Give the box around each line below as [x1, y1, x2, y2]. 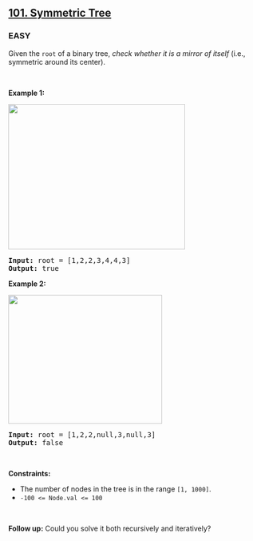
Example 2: [8, 279, 46, 288]
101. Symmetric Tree [8, 6, 112, 20]
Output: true [8, 264, 60, 272]
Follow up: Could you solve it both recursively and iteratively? [8, 523, 211, 533]
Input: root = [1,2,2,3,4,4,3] [8, 256, 131, 265]
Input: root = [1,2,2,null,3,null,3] [8, 430, 156, 439]
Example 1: [8, 88, 45, 97]
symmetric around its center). [8, 57, 106, 66]
